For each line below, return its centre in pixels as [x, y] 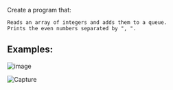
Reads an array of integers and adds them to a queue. [87, 23]
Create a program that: [39, 10]
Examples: [30, 50]
